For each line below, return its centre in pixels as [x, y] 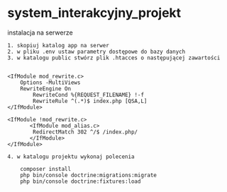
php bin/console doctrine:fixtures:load [81, 181]
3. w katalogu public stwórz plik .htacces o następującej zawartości [114, 58]
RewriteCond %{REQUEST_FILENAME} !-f [88, 95]
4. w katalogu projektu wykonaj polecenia [71, 157]
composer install [46, 169]
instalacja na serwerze [40, 32]
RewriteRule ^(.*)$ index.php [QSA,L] [90, 101]
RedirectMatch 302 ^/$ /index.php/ [85, 132]
